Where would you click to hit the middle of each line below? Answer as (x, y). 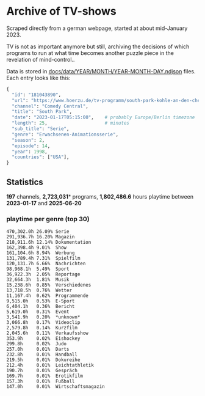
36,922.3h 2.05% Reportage (43, 274)
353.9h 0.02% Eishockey (43, 339)
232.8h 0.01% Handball (42, 355)
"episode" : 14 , (31, 146)
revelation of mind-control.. (41, 59)
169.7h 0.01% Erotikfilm (45, 376)
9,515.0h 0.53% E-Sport (41, 301)
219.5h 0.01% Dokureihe (43, 360)
